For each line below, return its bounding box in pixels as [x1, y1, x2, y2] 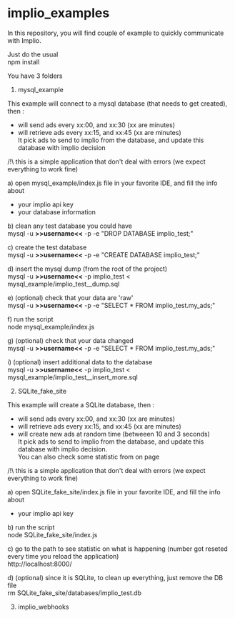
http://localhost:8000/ [7, 559, 73, 568]
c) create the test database [7, 243, 87, 251]
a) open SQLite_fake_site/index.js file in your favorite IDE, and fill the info [7, 487, 221, 496]
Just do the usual [7, 50, 59, 59]
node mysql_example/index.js [7, 322, 95, 331]
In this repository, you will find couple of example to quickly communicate [7, 29, 224, 37]
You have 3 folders [7, 71, 63, 80]
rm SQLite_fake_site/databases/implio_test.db [7, 588, 141, 597]
